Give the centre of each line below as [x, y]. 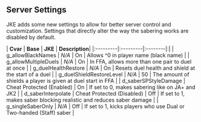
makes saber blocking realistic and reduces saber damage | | [82, 100]
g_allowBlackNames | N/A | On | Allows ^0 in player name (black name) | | [98, 55]
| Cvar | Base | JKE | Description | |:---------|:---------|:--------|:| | [90, 49]
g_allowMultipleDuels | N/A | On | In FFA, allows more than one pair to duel [99, 61]
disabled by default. [31, 37]
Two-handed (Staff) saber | [40, 112]
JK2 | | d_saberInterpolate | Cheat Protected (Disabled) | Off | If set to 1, [95, 93]
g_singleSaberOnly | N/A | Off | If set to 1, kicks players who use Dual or [95, 106]
